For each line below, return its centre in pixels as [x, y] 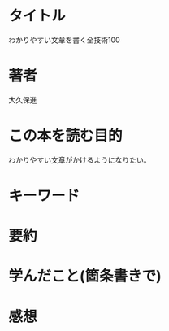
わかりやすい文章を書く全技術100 [64, 40]
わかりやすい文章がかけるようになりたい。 [80, 159]
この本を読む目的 [66, 136]
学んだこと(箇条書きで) [85, 276]
